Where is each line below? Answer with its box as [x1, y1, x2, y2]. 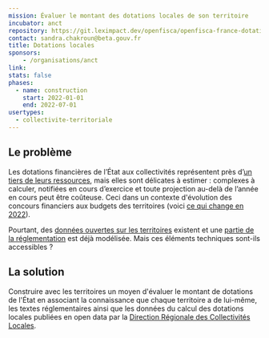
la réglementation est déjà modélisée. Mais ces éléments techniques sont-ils [8, 233, 260, 243]
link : [8, 64, 26, 72]
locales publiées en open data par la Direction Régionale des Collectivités [8, 312, 251, 321]
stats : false [8, 71, 52, 79]
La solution [8, 265, 65, 279]
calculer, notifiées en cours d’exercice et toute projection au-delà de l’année [8, 183, 259, 193]
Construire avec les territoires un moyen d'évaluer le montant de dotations [8, 286, 254, 296]
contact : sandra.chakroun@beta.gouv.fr [8, 34, 142, 42]
